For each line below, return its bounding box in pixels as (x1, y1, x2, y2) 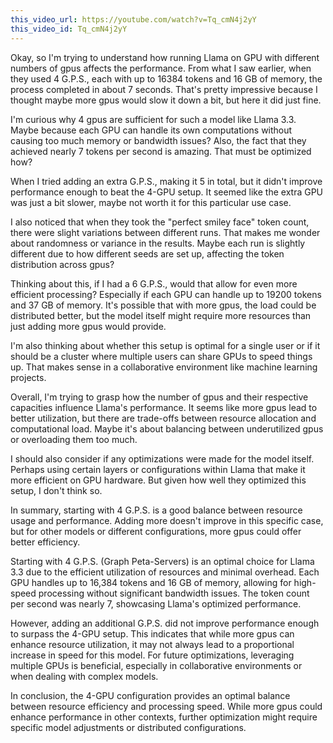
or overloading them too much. (10, 433, 138, 445)
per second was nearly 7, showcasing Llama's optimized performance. (10, 597, 302, 610)
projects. (10, 371, 47, 383)
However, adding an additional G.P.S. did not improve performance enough (10, 617, 320, 629)
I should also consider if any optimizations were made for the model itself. (10, 452, 315, 465)
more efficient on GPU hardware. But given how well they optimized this (10, 474, 307, 486)
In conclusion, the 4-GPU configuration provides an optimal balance (10, 689, 291, 701)
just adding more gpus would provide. (10, 320, 167, 332)
